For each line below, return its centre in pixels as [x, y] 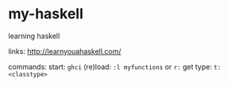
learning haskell [34, 36]
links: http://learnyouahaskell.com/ [65, 51]
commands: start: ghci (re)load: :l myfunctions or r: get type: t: [115, 66]
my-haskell [46, 14]
